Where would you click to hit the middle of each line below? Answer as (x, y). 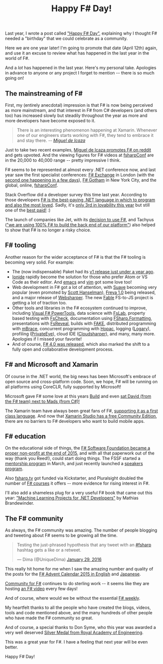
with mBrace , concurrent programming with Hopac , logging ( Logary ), (81, 328)
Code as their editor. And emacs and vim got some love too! (72, 282)
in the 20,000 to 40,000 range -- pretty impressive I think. (63, 160)
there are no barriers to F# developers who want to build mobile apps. (75, 421)
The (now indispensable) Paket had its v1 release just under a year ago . (83, 271)
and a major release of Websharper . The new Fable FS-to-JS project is (83, 297)
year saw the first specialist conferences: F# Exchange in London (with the (80, 175)
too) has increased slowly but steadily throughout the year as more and (76, 115)
